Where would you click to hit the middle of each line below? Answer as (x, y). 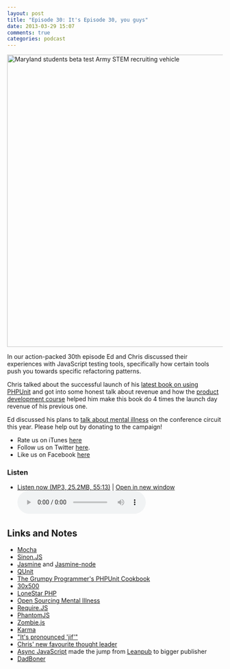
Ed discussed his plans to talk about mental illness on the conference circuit (114, 420)
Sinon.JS (30, 557)
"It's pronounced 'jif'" (48, 637)
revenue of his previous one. (47, 406)
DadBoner (31, 659)
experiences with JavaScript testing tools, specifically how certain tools (108, 364)
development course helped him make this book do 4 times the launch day (112, 399)
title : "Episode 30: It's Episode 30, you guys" (78, 20)
